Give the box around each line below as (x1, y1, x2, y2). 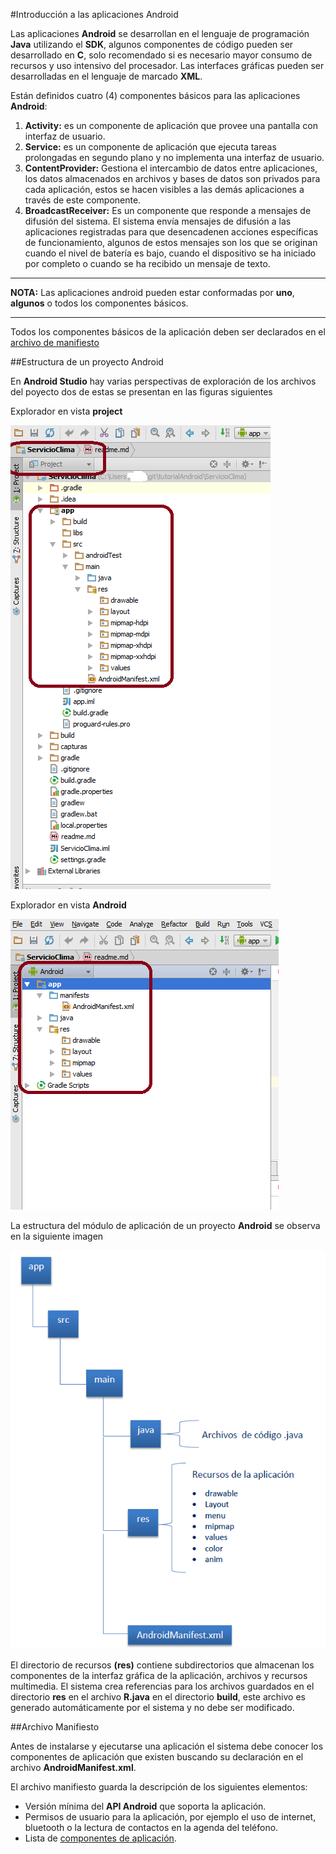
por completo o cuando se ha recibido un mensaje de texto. (24, 258, 271, 269)
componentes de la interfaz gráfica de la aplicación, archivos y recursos (10, 1670, 308, 1682)
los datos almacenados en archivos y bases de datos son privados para (24, 173, 321, 184)
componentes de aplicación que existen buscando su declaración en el (10, 1751, 304, 1763)
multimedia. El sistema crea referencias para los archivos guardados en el (10, 1680, 315, 1693)
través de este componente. (24, 194, 142, 206)
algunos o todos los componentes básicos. (10, 297, 189, 309)
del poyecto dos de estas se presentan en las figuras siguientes (10, 386, 273, 398)
